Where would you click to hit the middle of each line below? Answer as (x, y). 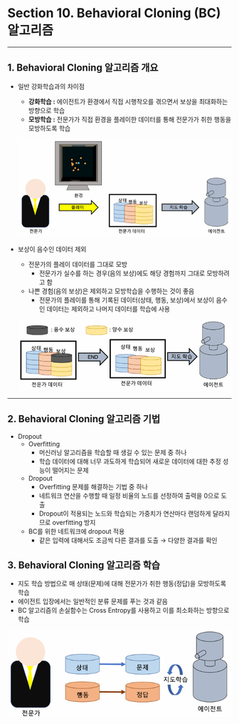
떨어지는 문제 (70, 470)
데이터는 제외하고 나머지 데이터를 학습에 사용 (108, 309)
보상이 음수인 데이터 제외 (52, 249)
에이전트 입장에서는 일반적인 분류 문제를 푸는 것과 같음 (93, 601)
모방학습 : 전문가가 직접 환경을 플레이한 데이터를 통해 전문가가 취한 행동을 (130, 119)
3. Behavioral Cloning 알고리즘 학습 (84, 565)
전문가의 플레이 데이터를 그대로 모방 (78, 265)
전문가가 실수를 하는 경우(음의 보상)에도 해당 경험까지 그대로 (122, 273)
